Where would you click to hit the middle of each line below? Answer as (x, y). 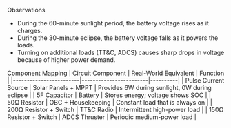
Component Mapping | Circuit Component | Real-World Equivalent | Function (116, 73)
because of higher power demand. (66, 60)
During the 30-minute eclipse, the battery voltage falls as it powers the (118, 38)
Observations (27, 10)
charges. (30, 31)
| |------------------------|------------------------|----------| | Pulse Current (116, 81)
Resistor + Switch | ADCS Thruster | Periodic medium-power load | (102, 117)
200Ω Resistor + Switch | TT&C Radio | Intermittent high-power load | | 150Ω (115, 110)
